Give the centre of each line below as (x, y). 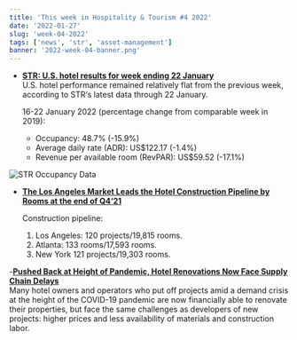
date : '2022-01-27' (45, 26)
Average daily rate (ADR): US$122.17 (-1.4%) (116, 148)
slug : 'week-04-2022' (49, 34)
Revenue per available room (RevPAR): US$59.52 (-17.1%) (140, 157)
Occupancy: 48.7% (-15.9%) (87, 138)
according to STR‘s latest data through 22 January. (115, 95)
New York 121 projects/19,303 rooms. (103, 255)
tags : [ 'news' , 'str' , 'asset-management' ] (91, 42)
